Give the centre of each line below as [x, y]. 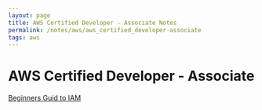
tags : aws [24, 37]
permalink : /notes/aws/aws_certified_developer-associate [105, 30]
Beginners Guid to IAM [45, 98]
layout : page [29, 15]
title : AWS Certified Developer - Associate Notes [93, 23]
